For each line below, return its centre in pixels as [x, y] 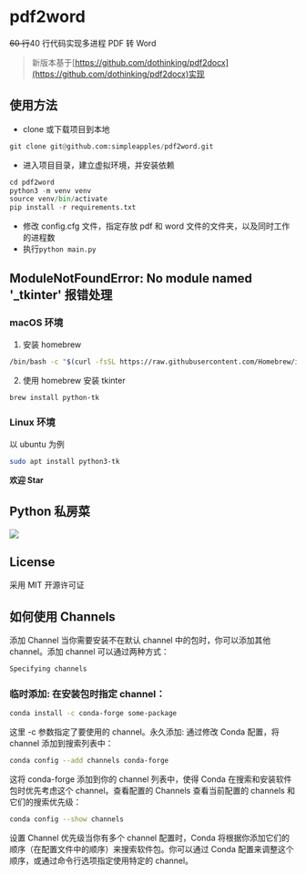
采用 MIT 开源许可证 [47, 585]
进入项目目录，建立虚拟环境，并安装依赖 [98, 165]
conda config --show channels [67, 819]
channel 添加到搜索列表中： [61, 744]
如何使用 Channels [62, 617]
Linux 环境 [33, 423]
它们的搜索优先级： [46, 802]
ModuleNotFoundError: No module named [131, 278]
